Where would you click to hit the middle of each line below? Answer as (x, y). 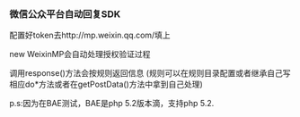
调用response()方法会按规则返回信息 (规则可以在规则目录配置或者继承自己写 (150, 73)
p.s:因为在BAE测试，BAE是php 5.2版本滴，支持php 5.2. (112, 104)
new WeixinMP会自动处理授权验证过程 (80, 54)
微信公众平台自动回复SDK (65, 13)
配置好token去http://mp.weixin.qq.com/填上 (90, 35)
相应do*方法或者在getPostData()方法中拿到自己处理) (106, 84)
